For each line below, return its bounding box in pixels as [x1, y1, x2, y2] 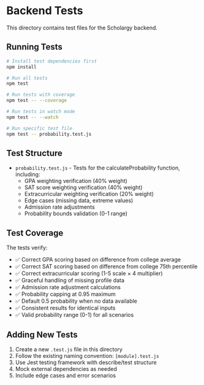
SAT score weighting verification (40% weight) [24, 184, 143, 191]
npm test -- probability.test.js [6, 131, 92, 137]
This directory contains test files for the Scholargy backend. [6, 24, 158, 31]
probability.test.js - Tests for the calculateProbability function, [15, 164, 181, 172]
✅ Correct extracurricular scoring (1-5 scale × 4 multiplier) [15, 270, 164, 277]
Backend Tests [6, 4, 83, 18]
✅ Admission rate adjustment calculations [15, 284, 121, 291]
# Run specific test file [6, 125, 72, 131]
